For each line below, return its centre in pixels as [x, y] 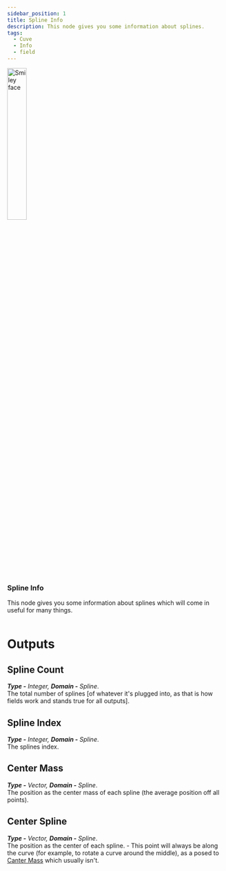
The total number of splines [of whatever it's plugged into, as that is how [110, 694]
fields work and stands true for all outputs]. [68, 701]
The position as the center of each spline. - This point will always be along [113, 845]
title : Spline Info [35, 20]
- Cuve [23, 39]
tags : [15, 33]
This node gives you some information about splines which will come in [109, 603]
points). [18, 800]
